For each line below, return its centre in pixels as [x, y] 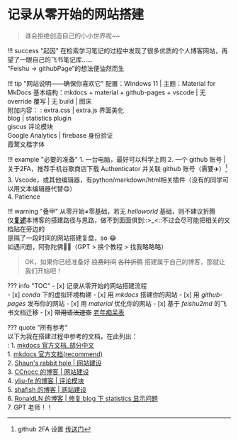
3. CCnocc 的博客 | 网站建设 [48, 372]
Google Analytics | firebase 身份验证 [60, 135]
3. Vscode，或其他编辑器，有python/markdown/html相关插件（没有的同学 [115, 180]
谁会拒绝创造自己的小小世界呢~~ [72, 35]
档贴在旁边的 [26, 229]
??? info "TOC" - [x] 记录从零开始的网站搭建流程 [77, 285]
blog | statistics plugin [40, 118]
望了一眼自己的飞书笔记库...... [50, 59]
